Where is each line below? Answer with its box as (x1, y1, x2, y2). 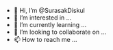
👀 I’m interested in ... (13, 14, 72, 22)
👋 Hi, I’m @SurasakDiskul (13, 7, 86, 14)
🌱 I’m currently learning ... (13, 21, 87, 28)
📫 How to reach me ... (13, 36, 77, 43)
